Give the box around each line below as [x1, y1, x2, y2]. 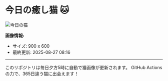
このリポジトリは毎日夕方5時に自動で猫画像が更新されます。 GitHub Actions [5, 64, 162, 70]
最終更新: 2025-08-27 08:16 [12, 49, 71, 55]
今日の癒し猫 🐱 [5, 4, 69, 16]
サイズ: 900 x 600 [12, 43, 50, 49]
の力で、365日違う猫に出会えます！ [5, 71, 79, 77]
